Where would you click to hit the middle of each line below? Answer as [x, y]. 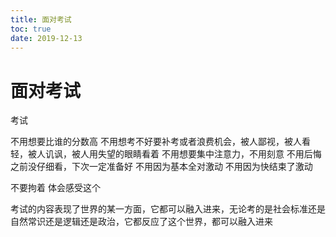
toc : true [31, 29]
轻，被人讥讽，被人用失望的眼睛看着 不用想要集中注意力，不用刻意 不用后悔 [166, 154]
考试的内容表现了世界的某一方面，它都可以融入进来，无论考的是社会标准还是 [168, 209]
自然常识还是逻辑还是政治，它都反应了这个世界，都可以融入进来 [141, 222]
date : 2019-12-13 [46, 38]
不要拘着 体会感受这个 [55, 188]
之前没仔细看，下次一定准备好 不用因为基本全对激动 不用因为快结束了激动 [161, 167]
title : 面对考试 [41, 19]
